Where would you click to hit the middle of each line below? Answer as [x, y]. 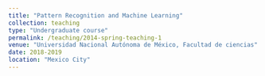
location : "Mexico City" [49, 60]
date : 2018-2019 [35, 52]
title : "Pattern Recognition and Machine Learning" [95, 15]
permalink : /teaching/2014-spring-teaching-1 [85, 38]
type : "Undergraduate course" [58, 30]
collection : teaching [44, 23]
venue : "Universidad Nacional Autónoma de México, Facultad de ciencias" [133, 45]
